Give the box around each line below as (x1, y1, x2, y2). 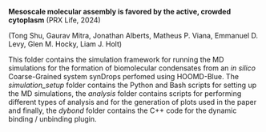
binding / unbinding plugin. (8, 114, 98, 123)
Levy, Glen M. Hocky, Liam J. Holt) (8, 39, 123, 49)
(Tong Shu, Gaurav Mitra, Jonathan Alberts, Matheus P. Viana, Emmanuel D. (8, 31, 259, 40)
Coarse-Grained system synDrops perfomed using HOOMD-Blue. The (8, 72, 239, 81)
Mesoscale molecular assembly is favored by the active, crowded (8, 7, 231, 16)
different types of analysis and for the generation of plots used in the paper (8, 98, 257, 106)
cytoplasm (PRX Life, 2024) (8, 15, 102, 25)
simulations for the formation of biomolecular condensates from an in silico (8, 63, 256, 73)
